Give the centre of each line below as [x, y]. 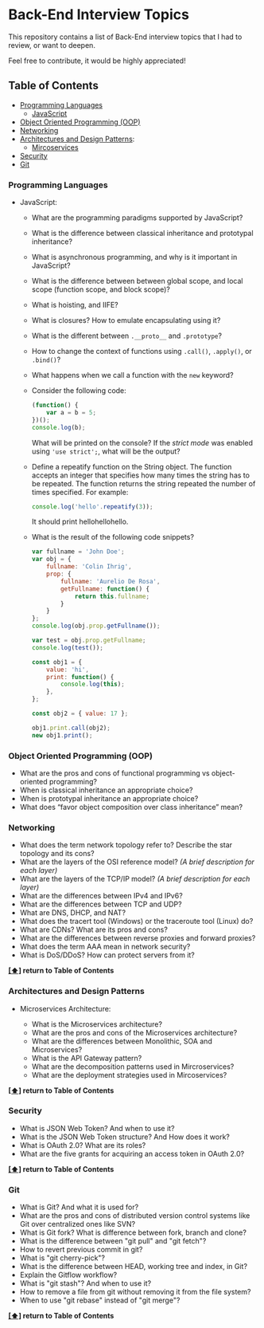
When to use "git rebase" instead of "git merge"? [100, 1300]
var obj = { [51, 560]
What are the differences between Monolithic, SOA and [122, 1041]
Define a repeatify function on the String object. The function [132, 466]
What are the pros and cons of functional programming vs [115, 773]
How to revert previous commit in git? [81, 1250]
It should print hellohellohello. [80, 522]
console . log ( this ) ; [92, 684]
